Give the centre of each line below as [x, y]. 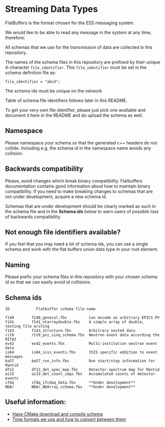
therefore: [15, 38]
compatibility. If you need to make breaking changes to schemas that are [79, 191]
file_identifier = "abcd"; [33, 82]
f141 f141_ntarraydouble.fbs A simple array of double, [75, 322]
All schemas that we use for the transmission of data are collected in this [79, 47]
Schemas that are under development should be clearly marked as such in [81, 206]
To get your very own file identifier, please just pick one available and [75, 110]
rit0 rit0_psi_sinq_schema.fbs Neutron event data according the [82, 335]
